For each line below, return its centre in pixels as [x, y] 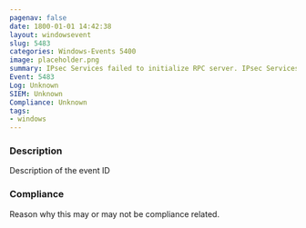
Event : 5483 [32, 77]
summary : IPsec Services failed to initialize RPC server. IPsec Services [154, 69]
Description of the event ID [60, 171]
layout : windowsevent [51, 35]
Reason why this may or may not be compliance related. [115, 213]
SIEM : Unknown [36, 94]
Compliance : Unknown [49, 102]
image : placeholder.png [55, 60]
